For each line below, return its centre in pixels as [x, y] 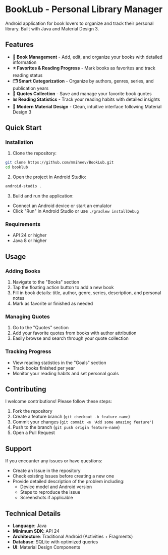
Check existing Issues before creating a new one [63, 476]
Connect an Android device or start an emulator [62, 206]
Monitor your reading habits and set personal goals [66, 373]
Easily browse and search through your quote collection [70, 338]
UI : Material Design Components [46, 547]
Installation [19, 142]
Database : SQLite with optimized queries [55, 542]
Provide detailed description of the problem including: [68, 482]
